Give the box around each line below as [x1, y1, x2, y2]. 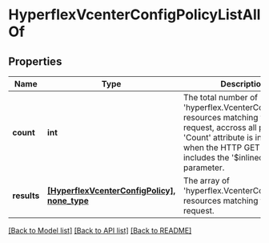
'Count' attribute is [183, 132, 254, 143]
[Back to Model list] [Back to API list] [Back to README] [8, 226, 192, 235]
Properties [8, 55, 62, 68]
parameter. [183, 162, 225, 173]
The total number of [183, 92, 259, 103]
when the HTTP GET [183, 142, 260, 153]
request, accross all [183, 122, 258, 133]
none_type [46, 195, 90, 206]
